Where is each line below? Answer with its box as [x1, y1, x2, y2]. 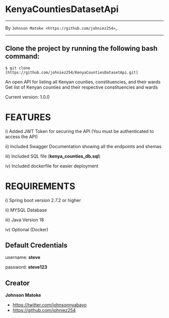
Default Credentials [5, 241, 68, 250]
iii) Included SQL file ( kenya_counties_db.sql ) [5, 153, 101, 159]
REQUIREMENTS [5, 180, 75, 192]
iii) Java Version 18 [5, 217, 44, 223]
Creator [5, 279, 30, 287]
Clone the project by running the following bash [5, 44, 157, 53]
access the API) [5, 134, 38, 140]
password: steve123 [5, 264, 48, 270]
